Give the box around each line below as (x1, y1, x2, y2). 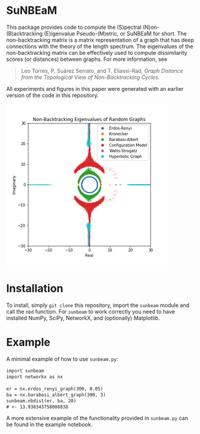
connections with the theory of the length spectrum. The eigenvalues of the (6, 43, 193, 50)
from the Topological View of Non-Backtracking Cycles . (20, 73, 160, 81)
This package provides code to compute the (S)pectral (6, 23, 142, 31)
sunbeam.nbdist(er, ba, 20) (6, 398, 77, 404)
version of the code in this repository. (6, 91, 99, 99)
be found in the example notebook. (6, 421, 93, 428)
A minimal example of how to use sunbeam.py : (6, 355, 118, 362)
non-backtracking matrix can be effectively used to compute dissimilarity (6, 49, 187, 56)
